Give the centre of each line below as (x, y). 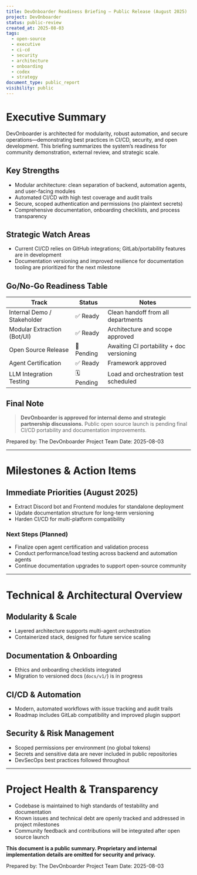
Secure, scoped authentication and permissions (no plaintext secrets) (98, 203)
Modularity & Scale (42, 617)
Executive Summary (56, 117)
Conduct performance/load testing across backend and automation (96, 553)
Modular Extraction (35, 329)
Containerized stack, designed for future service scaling (82, 637)
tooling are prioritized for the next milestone (68, 268)
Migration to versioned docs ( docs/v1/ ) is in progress (79, 676)
